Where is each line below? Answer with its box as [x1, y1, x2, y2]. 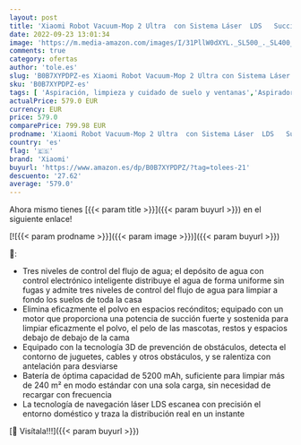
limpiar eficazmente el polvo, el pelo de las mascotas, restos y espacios [21, 323, 288, 334]
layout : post [9, 13, 58, 22]
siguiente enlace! [9, 214, 73, 225]
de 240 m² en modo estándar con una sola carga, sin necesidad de [21, 380, 271, 390]
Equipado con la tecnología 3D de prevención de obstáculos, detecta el [21, 342, 287, 353]
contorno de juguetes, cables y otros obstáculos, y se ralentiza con [21, 351, 271, 363]
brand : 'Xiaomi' [9, 154, 70, 164]
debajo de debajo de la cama [21, 332, 130, 343]
